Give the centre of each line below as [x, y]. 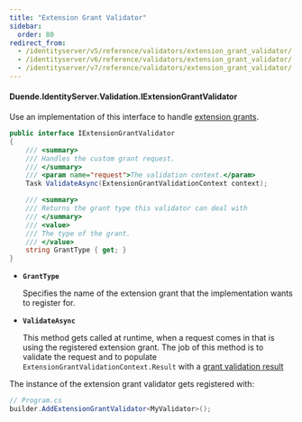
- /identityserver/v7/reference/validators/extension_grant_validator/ [155, 69]
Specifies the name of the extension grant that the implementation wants [157, 293]
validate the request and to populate [90, 357]
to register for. [49, 303]
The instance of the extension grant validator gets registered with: [132, 384]
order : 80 [36, 34]
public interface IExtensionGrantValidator [92, 133]
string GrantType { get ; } [76, 250]
